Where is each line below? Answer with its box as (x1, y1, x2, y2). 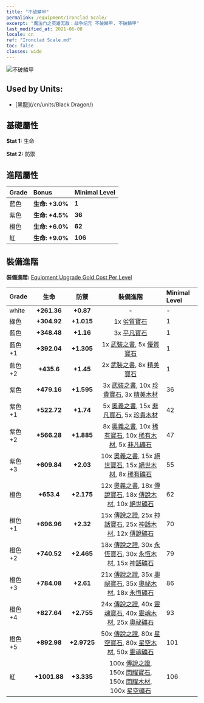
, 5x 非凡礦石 (115, 441, 152, 448)
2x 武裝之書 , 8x (101, 361, 146, 369)
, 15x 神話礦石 (113, 559, 154, 567)
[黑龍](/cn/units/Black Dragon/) (15, 101, 93, 108)
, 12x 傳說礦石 (113, 529, 154, 538)
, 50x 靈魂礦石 (113, 648, 154, 656)
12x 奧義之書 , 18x (101, 481, 153, 490)
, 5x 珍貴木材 (121, 411, 158, 419)
